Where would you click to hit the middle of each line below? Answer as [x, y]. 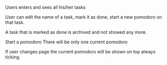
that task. [15, 22]
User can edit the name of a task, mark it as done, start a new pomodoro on [83, 17]
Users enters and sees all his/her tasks [46, 7]
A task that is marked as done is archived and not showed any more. [76, 32]
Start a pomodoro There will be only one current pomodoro [66, 42]
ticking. [13, 57]
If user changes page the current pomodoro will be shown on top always [80, 52]
